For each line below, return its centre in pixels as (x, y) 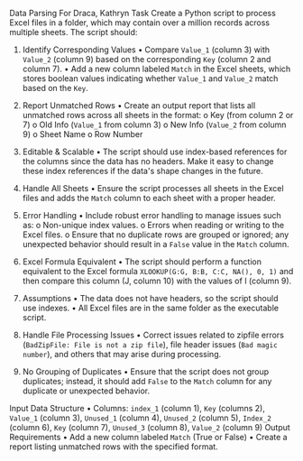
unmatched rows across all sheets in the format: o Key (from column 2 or (158, 115)
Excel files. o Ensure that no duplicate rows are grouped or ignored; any (156, 235)
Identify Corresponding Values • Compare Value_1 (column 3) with (146, 50)
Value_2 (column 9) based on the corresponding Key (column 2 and (147, 59)
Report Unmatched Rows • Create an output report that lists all (139, 106)
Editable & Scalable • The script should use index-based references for (155, 152)
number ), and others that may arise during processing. (122, 354)
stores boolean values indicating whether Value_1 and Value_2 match (150, 78)
